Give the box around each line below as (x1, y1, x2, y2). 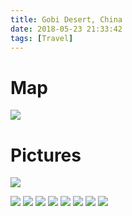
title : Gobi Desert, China (10, 14, 123, 25)
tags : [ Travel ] (10, 33, 74, 43)
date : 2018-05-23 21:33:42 (10, 24, 123, 34)
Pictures (10, 144, 82, 166)
